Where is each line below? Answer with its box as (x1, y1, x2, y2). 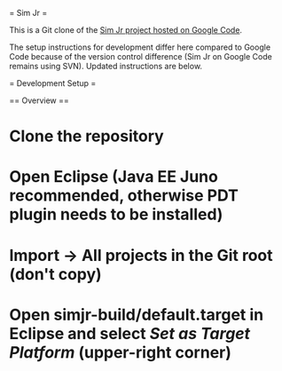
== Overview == (9, 95, 69, 106)
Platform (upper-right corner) (9, 342, 232, 362)
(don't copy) (9, 264, 102, 284)
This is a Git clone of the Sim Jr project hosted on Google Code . (9, 25, 242, 35)
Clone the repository (9, 126, 164, 146)
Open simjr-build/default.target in (9, 304, 264, 325)
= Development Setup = (9, 78, 97, 88)
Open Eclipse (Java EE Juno (9, 167, 219, 187)
